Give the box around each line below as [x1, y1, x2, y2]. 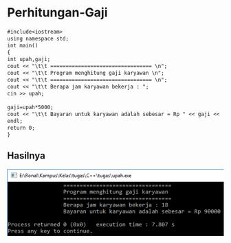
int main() [7, 42, 38, 49]
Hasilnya [7, 150, 46, 162]
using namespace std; [7, 35, 69, 42]
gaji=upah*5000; [7, 104, 54, 111]
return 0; [7, 124, 36, 131]
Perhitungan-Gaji [7, 5, 108, 21]
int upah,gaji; [7, 56, 51, 62]
